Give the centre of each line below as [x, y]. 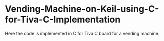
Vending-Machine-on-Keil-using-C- [82, 9]
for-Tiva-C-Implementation [63, 20]
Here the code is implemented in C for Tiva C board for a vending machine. [82, 33]
